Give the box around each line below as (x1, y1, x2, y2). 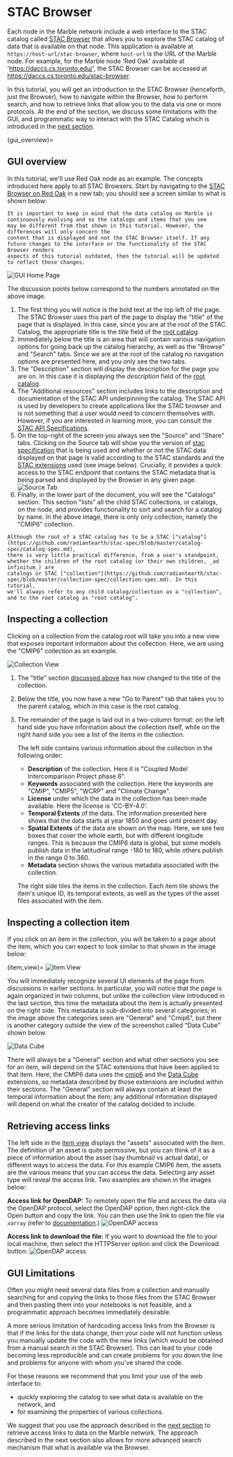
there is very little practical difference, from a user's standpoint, (7, 552, 219, 559)
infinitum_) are (7, 563, 54, 571)
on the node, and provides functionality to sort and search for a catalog (17, 505, 223, 513)
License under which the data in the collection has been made (27, 794, 207, 802)
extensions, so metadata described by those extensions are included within (7, 1077, 224, 1086)
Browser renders (7, 247, 54, 254)
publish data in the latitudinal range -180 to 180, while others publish (27, 846, 224, 854)
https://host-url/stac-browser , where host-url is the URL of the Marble (7, 49, 217, 58)
